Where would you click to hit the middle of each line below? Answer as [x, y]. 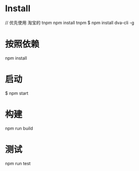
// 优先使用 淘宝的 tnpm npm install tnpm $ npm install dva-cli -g [70, 22]
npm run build [19, 128]
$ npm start [17, 93]
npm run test [18, 163]
